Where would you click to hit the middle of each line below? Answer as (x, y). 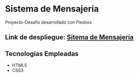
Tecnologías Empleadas (42, 54)
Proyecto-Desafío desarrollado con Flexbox (48, 22)
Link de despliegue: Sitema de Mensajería (69, 37)
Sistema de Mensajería (52, 9)
